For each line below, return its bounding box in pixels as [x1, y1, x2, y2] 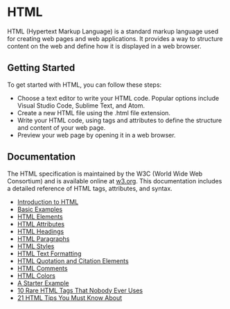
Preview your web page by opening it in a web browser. [17, 131, 176, 139]
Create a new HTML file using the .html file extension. [17, 108, 171, 117]
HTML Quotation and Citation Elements [17, 256, 130, 265]
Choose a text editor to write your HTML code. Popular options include [17, 94, 220, 102]
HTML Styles [17, 242, 55, 250]
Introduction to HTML [17, 197, 79, 206]
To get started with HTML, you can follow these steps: [7, 81, 162, 89]
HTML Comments [17, 264, 68, 272]
